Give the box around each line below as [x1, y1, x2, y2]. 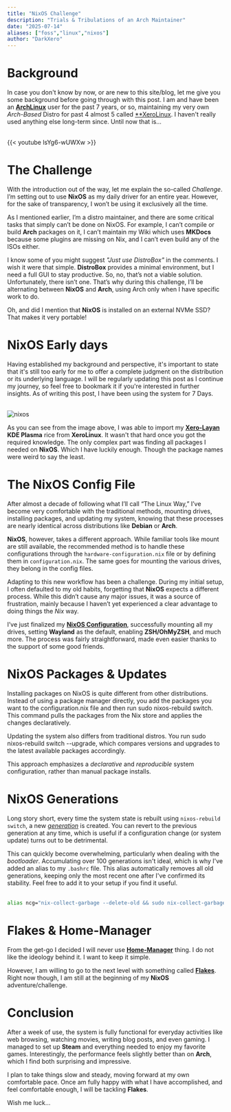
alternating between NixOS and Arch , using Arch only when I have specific [7, 285, 220, 293]
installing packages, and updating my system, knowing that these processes [7, 514, 223, 523]
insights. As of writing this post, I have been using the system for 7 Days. [7, 389, 214, 397]
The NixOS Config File [7, 477, 136, 493]
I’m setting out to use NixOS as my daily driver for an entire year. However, [7, 192, 219, 201]
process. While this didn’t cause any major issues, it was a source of [7, 592, 201, 600]
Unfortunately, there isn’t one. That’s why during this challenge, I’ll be [7, 278, 203, 286]
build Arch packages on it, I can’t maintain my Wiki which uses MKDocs [7, 228, 211, 236]
